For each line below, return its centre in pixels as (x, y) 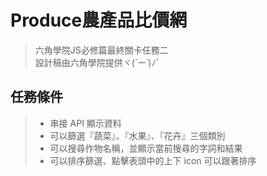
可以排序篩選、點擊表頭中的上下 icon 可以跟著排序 (153, 160)
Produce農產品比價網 (99, 20)
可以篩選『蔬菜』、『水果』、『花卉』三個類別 (137, 135)
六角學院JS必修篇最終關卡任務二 (101, 50)
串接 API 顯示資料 (85, 123)
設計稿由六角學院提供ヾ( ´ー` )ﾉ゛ (99, 62)
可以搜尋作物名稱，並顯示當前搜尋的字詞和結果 (146, 148)
